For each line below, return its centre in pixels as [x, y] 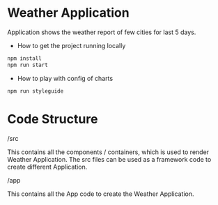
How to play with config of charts [65, 78]
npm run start [28, 65]
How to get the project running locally [71, 45]
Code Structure [53, 119]
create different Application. [47, 167]
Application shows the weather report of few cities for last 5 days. [102, 32]
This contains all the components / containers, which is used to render [108, 152]
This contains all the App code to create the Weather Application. [101, 194]
